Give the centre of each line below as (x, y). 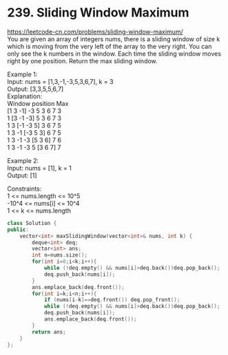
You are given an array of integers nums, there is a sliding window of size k (114, 39)
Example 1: (22, 74)
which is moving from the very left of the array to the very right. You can (110, 46)
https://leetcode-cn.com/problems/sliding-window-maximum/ (95, 32)
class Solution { (32, 223)
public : (18, 229)
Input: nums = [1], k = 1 (40, 168)
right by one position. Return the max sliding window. (82, 61)
